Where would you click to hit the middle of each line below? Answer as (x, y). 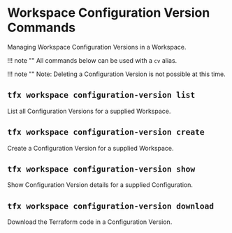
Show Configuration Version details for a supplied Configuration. (100, 185)
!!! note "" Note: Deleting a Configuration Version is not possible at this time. (116, 74)
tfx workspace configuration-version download (111, 206)
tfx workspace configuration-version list (101, 95)
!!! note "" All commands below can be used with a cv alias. (92, 60)
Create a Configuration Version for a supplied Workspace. (90, 148)
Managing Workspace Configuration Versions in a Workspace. (97, 47)
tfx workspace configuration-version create (106, 132)
